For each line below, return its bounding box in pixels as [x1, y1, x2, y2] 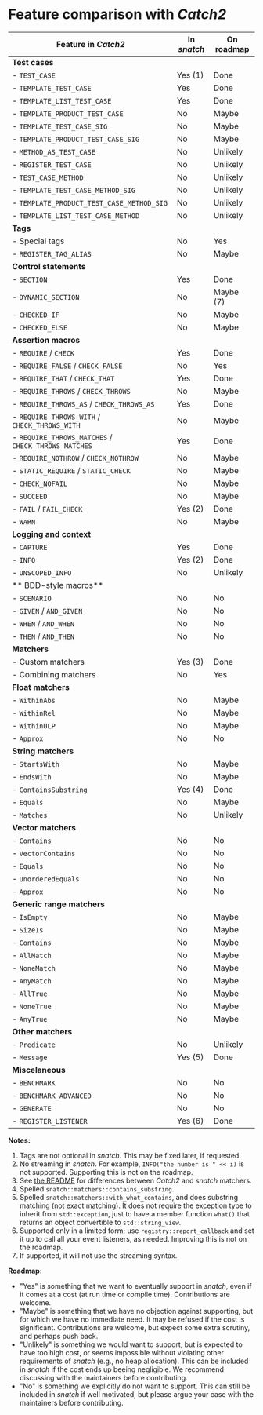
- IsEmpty [12, 911, 48, 922]
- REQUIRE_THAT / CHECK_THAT [12, 373, 115, 384]
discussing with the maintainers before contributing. [19, 1373, 188, 1382]
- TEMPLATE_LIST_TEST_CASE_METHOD [12, 210, 140, 221]
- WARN [12, 516, 36, 527]
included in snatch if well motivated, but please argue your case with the [19, 1389, 254, 1399]
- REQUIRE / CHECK [12, 347, 75, 358]
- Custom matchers [12, 656, 85, 667]
